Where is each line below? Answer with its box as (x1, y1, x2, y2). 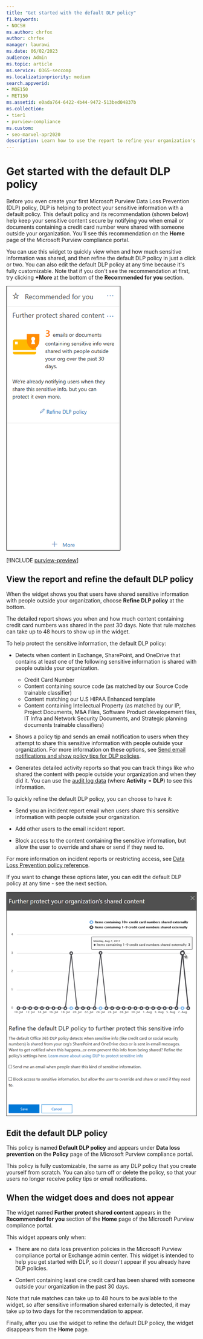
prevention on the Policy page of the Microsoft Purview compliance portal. (6, 1150, 193, 1158)
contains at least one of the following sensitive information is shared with (14, 658, 197, 665)
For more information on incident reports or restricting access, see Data (6, 855, 185, 862)
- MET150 (6, 93, 28, 99)
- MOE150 (6, 87, 28, 93)
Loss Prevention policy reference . (6, 862, 90, 869)
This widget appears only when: (6, 1233, 86, 1241)
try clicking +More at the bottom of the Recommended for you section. (6, 274, 184, 282)
